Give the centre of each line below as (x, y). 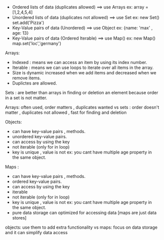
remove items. (26, 78)
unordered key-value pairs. (39, 137)
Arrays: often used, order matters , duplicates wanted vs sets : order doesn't (82, 107)
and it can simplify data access (36, 232)
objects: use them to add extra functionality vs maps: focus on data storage (81, 227)
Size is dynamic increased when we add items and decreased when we (84, 73)
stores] (19, 218)
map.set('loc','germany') (37, 43)
